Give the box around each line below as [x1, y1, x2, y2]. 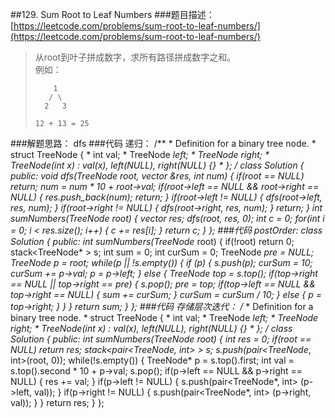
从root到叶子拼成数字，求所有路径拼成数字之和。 [34, 51, 237, 63]
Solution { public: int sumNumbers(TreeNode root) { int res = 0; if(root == [10, 333, 312, 345]
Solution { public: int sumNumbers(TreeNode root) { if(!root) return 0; [10, 236, 295, 247]
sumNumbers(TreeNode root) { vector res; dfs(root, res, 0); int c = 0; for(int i [10, 213, 325, 224]
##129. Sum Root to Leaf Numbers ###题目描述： [10, 9, 215, 20]
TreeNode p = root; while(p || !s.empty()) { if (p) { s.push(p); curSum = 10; [10, 257, 313, 268]
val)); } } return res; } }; [10, 397, 105, 408]
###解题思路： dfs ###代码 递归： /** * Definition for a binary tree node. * [10, 138, 317, 149]
